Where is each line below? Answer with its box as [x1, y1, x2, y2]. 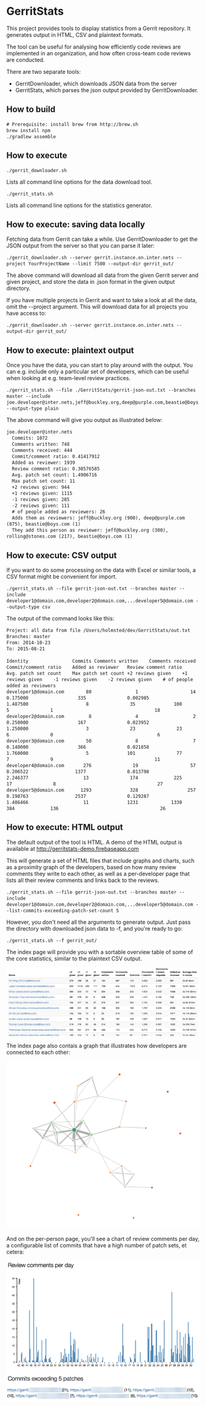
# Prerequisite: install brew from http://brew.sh [6, 121, 139, 127]
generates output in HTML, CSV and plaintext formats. [6, 31, 143, 38]
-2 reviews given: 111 [12, 502, 70, 509]
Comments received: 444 [12, 447, 72, 454]
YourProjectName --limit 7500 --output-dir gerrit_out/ [28, 261, 174, 267]
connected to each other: [6, 1049, 71, 1056]
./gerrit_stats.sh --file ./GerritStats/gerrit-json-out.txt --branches [6, 387, 196, 394]
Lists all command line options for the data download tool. [6, 178, 153, 186]
